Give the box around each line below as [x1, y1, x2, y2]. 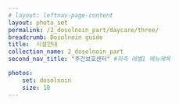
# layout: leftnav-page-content [8, 11, 113, 20]
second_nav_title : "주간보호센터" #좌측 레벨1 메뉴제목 [8, 56, 171, 63]
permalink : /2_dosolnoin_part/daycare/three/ [8, 26, 159, 34]
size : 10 [22, 84, 51, 91]
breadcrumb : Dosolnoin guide [8, 33, 103, 41]
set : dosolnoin [22, 76, 72, 84]
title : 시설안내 [8, 41, 59, 48]
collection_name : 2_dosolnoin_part [8, 48, 124, 56]
